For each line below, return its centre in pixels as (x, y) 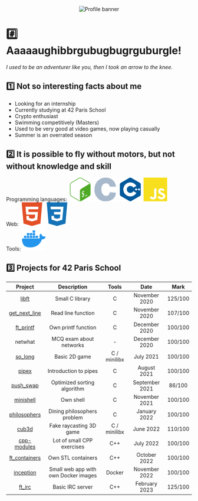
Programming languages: (37, 199)
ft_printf (25, 327)
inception (25, 472)
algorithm (72, 388)
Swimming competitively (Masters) (57, 122)
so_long (25, 356)
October (146, 454)
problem (73, 418)
